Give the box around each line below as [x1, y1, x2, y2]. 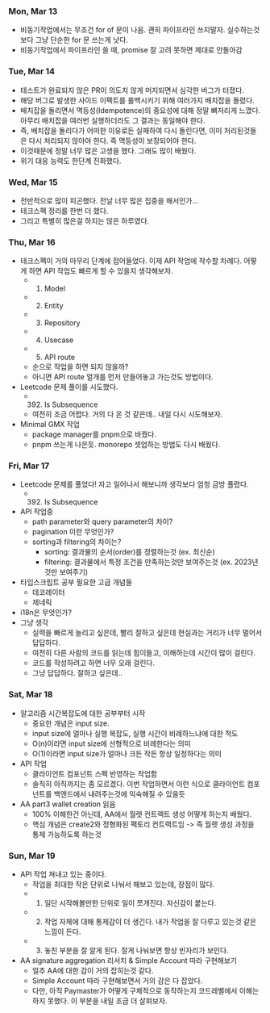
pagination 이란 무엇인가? [31, 527, 114, 537]
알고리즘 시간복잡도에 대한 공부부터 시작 [19, 708, 146, 718]
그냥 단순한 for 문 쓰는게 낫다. [35, 35, 129, 45]
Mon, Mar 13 [8, 6, 58, 17]
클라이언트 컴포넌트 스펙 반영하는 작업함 [31, 768, 158, 778]
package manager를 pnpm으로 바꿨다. [31, 429, 157, 439]
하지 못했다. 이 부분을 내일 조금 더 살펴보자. [31, 996, 168, 1006]
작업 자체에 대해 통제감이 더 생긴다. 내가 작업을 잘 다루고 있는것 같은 [44, 917, 257, 927]
